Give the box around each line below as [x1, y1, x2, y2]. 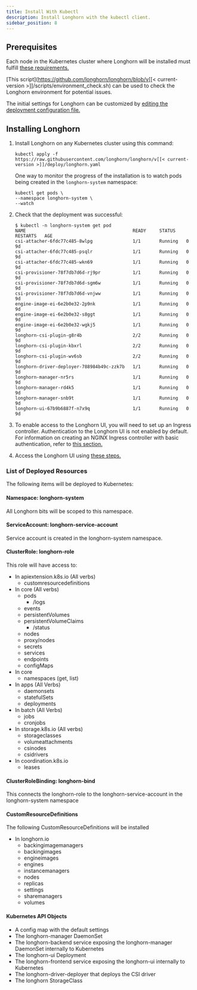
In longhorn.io [14, 835, 50, 843]
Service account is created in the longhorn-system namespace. [6, 534, 163, 542]
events [23, 604, 41, 612]
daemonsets [23, 687, 55, 694]
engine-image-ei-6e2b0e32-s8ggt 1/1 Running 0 [14, 311, 189, 317]
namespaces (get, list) [23, 674, 79, 682]
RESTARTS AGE [14, 233, 53, 239]
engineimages [23, 854, 59, 861]
